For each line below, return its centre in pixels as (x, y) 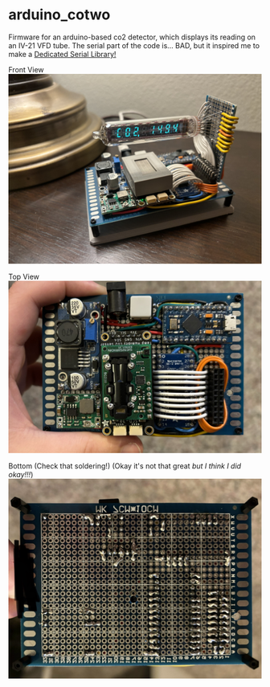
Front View (26, 69)
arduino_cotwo (59, 15)
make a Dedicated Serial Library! (62, 54)
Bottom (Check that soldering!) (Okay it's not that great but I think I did (125, 466)
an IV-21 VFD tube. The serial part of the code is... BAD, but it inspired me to (134, 45)
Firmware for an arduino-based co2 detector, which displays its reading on (132, 37)
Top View (24, 276)
